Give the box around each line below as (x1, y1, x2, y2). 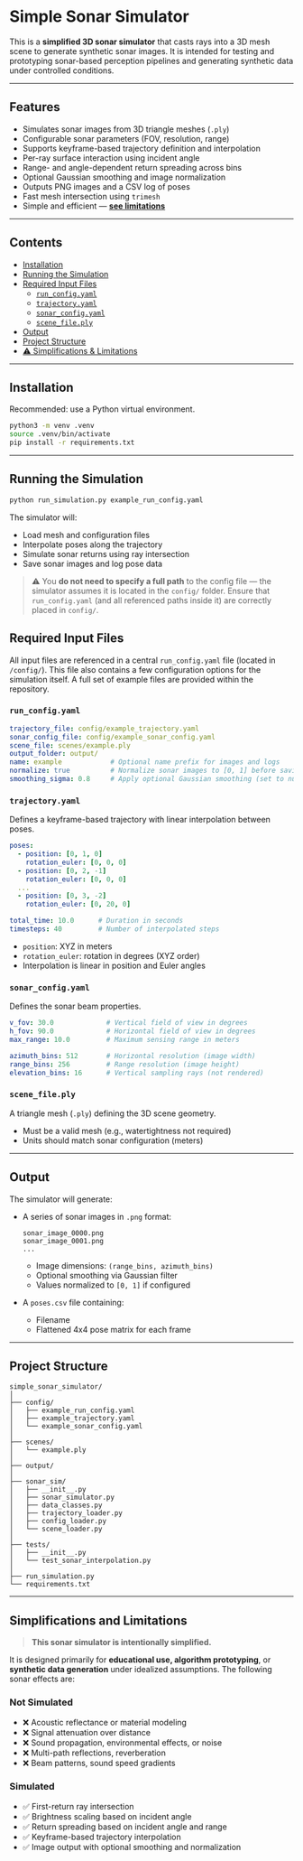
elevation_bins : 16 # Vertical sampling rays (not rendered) (9, 1068, 264, 1077)
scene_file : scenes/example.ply (9, 740, 131, 750)
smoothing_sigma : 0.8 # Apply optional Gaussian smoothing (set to (9, 775, 284, 784)
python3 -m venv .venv (9, 422, 95, 431)
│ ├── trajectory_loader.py (9, 1509, 124, 1518)
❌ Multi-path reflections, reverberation (22, 1747, 167, 1758)
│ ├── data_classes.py (9, 1501, 103, 1510)
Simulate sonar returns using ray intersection (22, 548, 190, 559)
